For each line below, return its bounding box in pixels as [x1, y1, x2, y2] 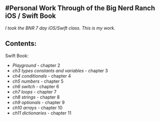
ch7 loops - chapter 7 [12, 89, 57, 95]
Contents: [5, 39, 37, 48]
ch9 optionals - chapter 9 [12, 99, 65, 105]
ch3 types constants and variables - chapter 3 [12, 67, 108, 74]
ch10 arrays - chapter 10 [12, 105, 63, 111]
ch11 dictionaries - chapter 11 [12, 110, 72, 116]
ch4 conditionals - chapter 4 [12, 73, 71, 79]
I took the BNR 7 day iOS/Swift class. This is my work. [5, 25, 116, 31]
